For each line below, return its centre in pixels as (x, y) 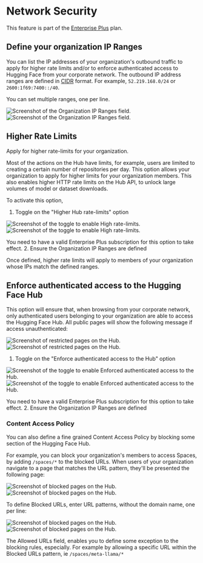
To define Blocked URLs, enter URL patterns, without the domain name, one (101, 504)
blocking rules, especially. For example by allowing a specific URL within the (101, 547)
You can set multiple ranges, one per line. (58, 99)
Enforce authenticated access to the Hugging (94, 285)
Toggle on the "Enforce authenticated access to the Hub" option (95, 359)
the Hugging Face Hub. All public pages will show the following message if (99, 322)
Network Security (52, 11)
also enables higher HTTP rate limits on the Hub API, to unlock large (91, 182)
